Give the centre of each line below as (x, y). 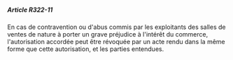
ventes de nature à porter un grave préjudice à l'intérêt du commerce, (108, 34)
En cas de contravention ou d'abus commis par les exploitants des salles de (116, 27)
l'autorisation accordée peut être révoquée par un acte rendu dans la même (116, 41)
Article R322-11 (30, 10)
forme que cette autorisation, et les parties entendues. (86, 49)
